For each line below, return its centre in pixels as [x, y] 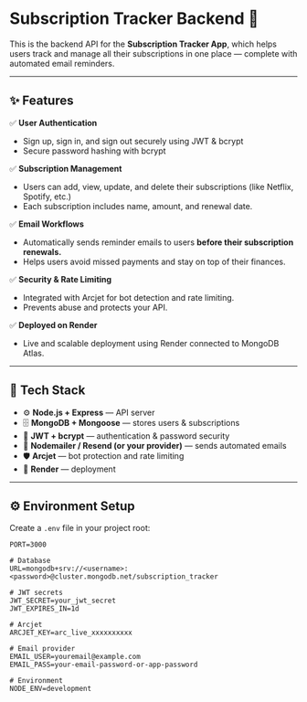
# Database [30, 561]
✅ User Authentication [53, 122]
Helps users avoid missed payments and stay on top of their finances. [154, 261]
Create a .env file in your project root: [80, 528]
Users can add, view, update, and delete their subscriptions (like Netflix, [158, 186]
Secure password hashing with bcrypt [94, 151]
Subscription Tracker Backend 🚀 [134, 19]
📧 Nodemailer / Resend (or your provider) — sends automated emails [154, 445]
